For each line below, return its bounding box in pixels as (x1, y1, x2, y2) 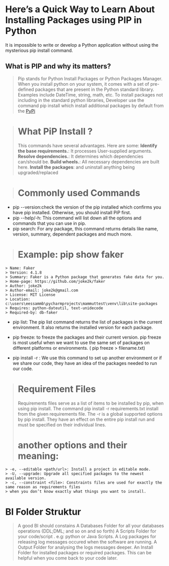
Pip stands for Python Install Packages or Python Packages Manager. (17, 75, 162, 82)
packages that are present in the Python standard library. (35, 86, 155, 92)
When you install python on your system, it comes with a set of (17, 81, 150, 87)
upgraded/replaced (17, 169, 58, 176)
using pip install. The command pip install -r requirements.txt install (17, 405, 159, 412)
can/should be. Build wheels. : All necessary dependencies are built (17, 158, 160, 164)
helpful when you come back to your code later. (17, 555, 118, 561)
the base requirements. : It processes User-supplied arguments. (17, 148, 152, 154)
